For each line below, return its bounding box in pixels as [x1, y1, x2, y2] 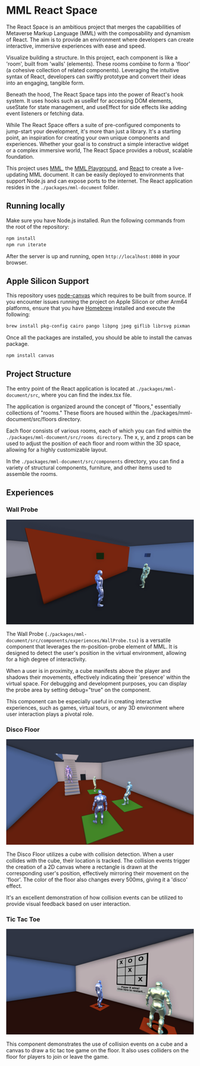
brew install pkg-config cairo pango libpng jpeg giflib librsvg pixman [6, 323, 190, 329]
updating [6, 171, 29, 178]
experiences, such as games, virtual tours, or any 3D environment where [6, 705, 185, 712]
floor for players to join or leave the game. [6, 1053, 109, 1060]
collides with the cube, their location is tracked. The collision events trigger [6, 857, 190, 864]
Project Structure [6, 369, 71, 379]
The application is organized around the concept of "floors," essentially [6, 403, 181, 410]
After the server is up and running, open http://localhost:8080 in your [6, 252, 180, 259]
